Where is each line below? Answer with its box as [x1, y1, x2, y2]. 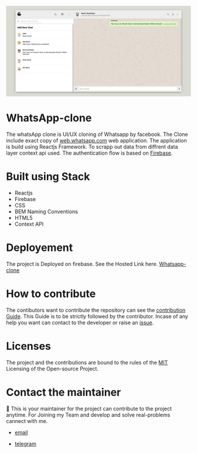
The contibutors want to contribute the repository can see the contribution [6, 306, 186, 314]
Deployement [6, 241, 73, 254]
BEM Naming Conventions [14, 208, 78, 215]
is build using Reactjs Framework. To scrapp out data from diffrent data [6, 144, 178, 151]
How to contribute [6, 287, 96, 301]
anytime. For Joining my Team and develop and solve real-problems [6, 411, 171, 418]
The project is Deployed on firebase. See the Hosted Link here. [6, 260, 158, 267]
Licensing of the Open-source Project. [6, 365, 98, 372]
